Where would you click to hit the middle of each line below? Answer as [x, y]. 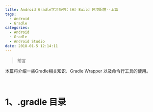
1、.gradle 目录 [36, 102]
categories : [17, 28]
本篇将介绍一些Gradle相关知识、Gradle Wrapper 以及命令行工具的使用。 [78, 71]
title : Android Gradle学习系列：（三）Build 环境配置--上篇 [62, 10]
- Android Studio [27, 42]
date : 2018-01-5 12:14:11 [31, 46]
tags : [11, 14]
